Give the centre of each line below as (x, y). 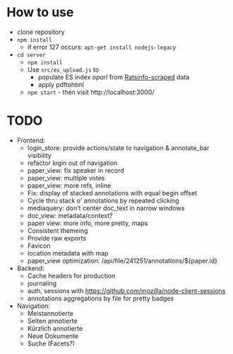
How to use (40, 12)
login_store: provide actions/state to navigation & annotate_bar (118, 148)
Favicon (39, 246)
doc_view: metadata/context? (70, 215)
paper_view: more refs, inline (69, 185)
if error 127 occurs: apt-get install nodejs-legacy (102, 47)
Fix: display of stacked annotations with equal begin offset (112, 193)
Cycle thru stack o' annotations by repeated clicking (103, 200)
